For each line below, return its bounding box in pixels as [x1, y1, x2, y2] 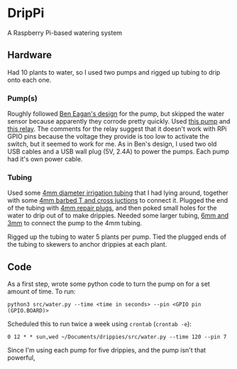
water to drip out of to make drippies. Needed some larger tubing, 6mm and [7, 211, 229, 220]
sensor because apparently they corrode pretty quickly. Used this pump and [7, 117, 231, 126]
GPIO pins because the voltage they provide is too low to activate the [7, 132, 209, 141]
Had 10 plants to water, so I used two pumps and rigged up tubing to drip [7, 68, 221, 76]
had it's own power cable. [7, 155, 83, 164]
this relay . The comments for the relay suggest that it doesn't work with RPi [7, 124, 227, 133]
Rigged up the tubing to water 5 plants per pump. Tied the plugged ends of [7, 232, 227, 241]
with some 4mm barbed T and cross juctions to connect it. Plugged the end [7, 196, 228, 205]
